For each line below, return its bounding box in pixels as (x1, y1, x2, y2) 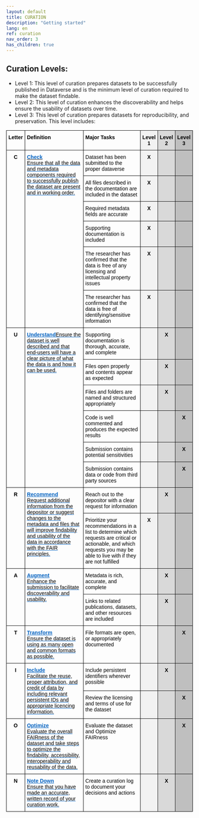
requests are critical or (85, 534, 137, 541)
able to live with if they (85, 552, 136, 559)
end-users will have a (26, 349, 76, 355)
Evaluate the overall (26, 728, 73, 735)
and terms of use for (85, 700, 132, 707)
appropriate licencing (26, 702, 75, 709)
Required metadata (85, 204, 130, 212)
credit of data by (26, 684, 64, 691)
